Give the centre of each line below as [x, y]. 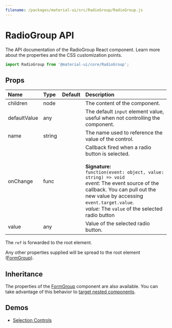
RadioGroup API [40, 35]
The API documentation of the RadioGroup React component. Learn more [83, 50]
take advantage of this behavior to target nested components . [70, 292]
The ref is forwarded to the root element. [49, 243]
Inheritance [24, 274]
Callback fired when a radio [118, 147]
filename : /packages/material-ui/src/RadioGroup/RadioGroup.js [74, 10]
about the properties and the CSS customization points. [64, 55]
